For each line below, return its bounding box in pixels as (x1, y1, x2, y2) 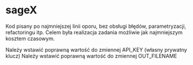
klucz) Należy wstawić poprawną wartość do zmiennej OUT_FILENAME (5, 52, 177, 59)
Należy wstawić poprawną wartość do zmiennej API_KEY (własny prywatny (5, 46, 188, 53)
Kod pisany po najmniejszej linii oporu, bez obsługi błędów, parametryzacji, (5, 23, 187, 30)
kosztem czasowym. (5, 35, 55, 42)
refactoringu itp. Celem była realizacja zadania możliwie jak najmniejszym (5, 28, 183, 35)
